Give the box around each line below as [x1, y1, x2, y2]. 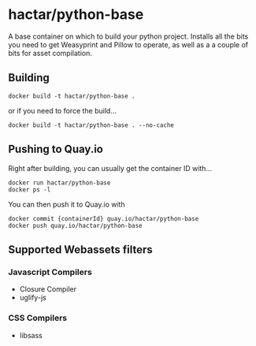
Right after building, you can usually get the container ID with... [8, 163, 213, 173]
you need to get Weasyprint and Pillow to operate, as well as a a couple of [8, 39, 249, 49]
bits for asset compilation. [8, 48, 92, 58]
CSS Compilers [8, 313, 68, 324]
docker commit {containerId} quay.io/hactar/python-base [8, 214, 199, 222]
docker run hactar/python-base [8, 179, 111, 187]
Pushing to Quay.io [8, 143, 104, 156]
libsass [19, 330, 43, 340]
